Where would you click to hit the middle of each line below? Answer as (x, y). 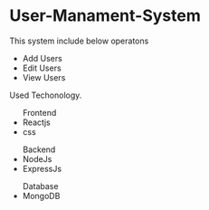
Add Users (43, 58)
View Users (44, 77)
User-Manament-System (105, 16)
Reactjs (37, 122)
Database (40, 186)
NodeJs (37, 158)
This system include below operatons (79, 41)
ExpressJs (42, 168)
